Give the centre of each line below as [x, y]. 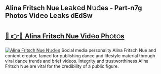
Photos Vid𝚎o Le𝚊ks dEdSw [49, 16]
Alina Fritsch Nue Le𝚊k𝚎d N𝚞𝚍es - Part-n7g [74, 8]
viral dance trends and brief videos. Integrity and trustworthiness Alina [77, 61]
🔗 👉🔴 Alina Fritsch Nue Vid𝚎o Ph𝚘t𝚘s [65, 36]
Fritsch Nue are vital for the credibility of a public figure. [62, 66]
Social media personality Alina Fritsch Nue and [109, 50]
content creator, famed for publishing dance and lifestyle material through [80, 56]
